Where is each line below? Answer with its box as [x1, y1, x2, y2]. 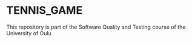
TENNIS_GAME [6, 4, 83, 17]
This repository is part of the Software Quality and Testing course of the [6, 23, 186, 30]
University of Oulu [6, 29, 51, 36]
